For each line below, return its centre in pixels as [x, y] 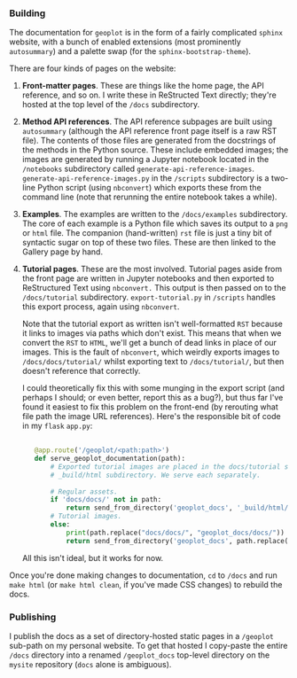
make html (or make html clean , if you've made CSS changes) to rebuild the [146, 584]
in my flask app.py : [57, 426]
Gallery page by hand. [63, 252]
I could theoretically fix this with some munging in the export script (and [153, 388]
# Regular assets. [84, 491]
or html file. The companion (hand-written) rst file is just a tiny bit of [147, 233]
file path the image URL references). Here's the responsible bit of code [151, 417]
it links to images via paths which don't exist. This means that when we [152, 333]
